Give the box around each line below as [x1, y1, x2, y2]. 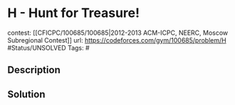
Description [7, 64, 61, 76]
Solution [7, 88, 46, 100]
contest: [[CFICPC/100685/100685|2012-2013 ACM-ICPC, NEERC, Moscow [7, 28, 229, 37]
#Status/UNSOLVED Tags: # [7, 43, 90, 52]
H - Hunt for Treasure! [7, 5, 140, 21]
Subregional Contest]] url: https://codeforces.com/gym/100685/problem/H [7, 35, 226, 44]
